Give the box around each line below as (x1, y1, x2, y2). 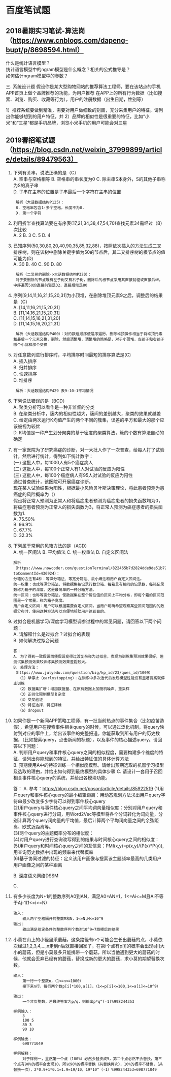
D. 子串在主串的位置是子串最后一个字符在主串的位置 (13, 189, 121, 195)
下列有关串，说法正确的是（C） (13, 169, 79, 175)
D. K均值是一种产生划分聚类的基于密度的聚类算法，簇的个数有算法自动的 (13, 429, 164, 435)
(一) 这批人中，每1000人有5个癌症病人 (13, 459, 93, 465)
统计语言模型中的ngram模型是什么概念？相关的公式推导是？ (6, 67, 131, 72)
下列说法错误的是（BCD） (13, 398, 67, 404)
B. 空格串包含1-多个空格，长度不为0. (15, 205, 85, 210)
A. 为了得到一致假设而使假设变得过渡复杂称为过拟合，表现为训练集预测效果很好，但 (13, 654, 164, 659)
